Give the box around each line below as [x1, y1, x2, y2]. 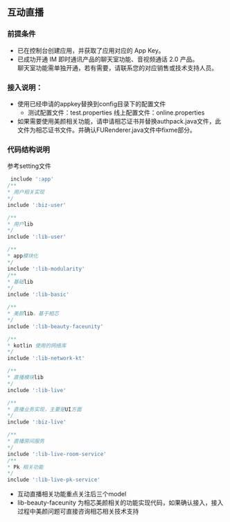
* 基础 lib [7, 278, 33, 285]
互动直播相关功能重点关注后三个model [17, 490, 127, 498]
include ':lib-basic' [7, 291, 70, 298]
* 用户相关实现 [7, 189, 45, 196]
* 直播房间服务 [7, 438, 45, 445]
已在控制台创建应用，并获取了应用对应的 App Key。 [17, 46, 165, 54]
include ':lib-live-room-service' [7, 451, 107, 457]
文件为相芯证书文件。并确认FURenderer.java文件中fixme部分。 [17, 126, 196, 134]
